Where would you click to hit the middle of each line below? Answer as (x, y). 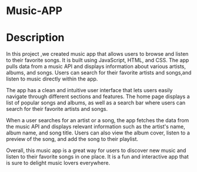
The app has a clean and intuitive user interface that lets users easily (89, 90)
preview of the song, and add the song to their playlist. (72, 139)
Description (35, 38)
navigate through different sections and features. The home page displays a (98, 97)
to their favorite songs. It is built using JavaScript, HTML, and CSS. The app (98, 60)
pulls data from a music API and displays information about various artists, (96, 66)
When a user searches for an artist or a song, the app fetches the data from (98, 120)
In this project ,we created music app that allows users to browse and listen (97, 54)
